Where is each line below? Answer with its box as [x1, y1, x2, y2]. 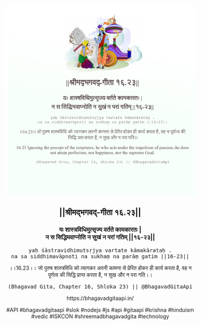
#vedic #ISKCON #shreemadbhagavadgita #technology [31, 313, 170, 320]
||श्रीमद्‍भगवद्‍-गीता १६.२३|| [59, 207, 142, 218]
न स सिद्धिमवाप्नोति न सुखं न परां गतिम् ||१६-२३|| [45, 233, 156, 241]
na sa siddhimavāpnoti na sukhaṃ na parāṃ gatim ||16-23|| [10, 253, 190, 259]
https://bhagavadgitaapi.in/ [66, 295, 134, 302]
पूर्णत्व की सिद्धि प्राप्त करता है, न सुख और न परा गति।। [48, 271, 153, 278]
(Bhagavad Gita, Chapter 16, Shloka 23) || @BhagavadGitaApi [7, 283, 193, 290]
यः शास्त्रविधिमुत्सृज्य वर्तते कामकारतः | [59, 226, 142, 234]
